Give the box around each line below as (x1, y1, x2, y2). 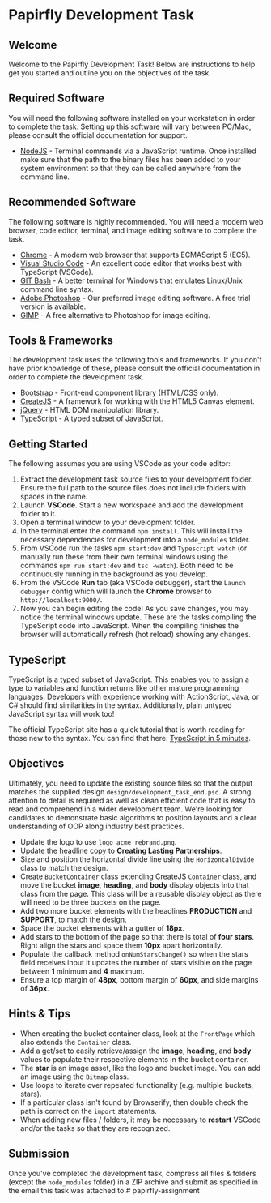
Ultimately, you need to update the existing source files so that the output (8, 778, 253, 788)
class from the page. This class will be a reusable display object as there (19, 888, 262, 898)
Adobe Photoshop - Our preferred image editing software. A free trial (19, 293, 251, 302)
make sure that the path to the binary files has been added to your (19, 154, 241, 164)
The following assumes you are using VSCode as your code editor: (8, 459, 231, 469)
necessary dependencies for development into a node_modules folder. (19, 535, 251, 545)
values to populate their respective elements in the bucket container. (19, 1054, 249, 1064)
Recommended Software (8, 195, 136, 209)
